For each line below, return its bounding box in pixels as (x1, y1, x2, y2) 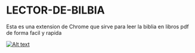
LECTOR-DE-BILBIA (6, 4, 106, 17)
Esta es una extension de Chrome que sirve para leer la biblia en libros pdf (6, 23, 189, 30)
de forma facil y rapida (6, 29, 62, 36)
